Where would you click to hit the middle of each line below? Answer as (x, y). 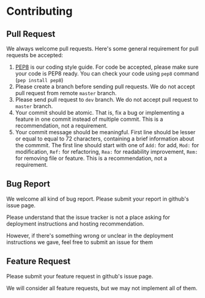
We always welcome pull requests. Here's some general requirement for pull (102, 48)
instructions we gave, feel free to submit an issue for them (80, 242)
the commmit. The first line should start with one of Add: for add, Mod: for (107, 145)
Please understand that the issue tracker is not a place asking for (88, 217)
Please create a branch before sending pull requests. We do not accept (105, 86)
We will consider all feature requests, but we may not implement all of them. (102, 288)
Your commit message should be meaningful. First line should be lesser (105, 132)
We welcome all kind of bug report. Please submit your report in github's (98, 199)
